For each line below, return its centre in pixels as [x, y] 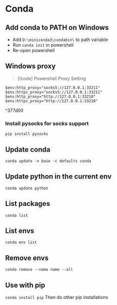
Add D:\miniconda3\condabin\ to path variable [60, 39]
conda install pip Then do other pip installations [57, 297]
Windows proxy [31, 66]
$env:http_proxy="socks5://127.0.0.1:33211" [53, 88]
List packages [28, 204]
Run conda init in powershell [43, 45]
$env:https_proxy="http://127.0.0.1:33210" [52, 101]
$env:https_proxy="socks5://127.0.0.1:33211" [54, 92]
